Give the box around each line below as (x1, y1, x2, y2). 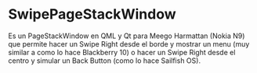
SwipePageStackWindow (8, 5, 176, 23)
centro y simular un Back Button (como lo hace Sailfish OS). (8, 56, 201, 65)
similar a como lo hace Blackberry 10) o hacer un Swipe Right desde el (8, 47, 236, 57)
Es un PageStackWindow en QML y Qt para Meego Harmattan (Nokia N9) (8, 31, 245, 40)
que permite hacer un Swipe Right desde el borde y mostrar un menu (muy (8, 39, 250, 48)
